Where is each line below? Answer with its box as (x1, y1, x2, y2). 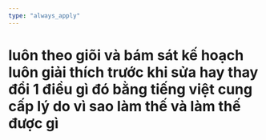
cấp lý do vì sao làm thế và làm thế (8, 97, 241, 115)
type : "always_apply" (8, 11, 81, 20)
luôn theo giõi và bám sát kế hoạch (8, 46, 244, 64)
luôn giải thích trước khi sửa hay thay (8, 63, 259, 81)
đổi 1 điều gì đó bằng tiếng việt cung (8, 80, 253, 98)
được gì (8, 114, 59, 132)
